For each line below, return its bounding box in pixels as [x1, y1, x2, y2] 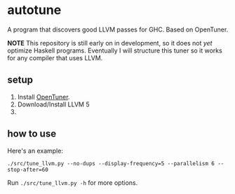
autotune [7, 2, 62, 18]
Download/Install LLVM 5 [17, 100, 90, 109]
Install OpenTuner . [17, 92, 70, 101]
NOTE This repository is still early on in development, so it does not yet [7, 39, 213, 47]
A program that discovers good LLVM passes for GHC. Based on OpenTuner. [7, 25, 229, 34]
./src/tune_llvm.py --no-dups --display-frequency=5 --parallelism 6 [7, 160, 215, 167]
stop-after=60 [7, 166, 49, 173]
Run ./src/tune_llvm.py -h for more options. [7, 178, 138, 187]
